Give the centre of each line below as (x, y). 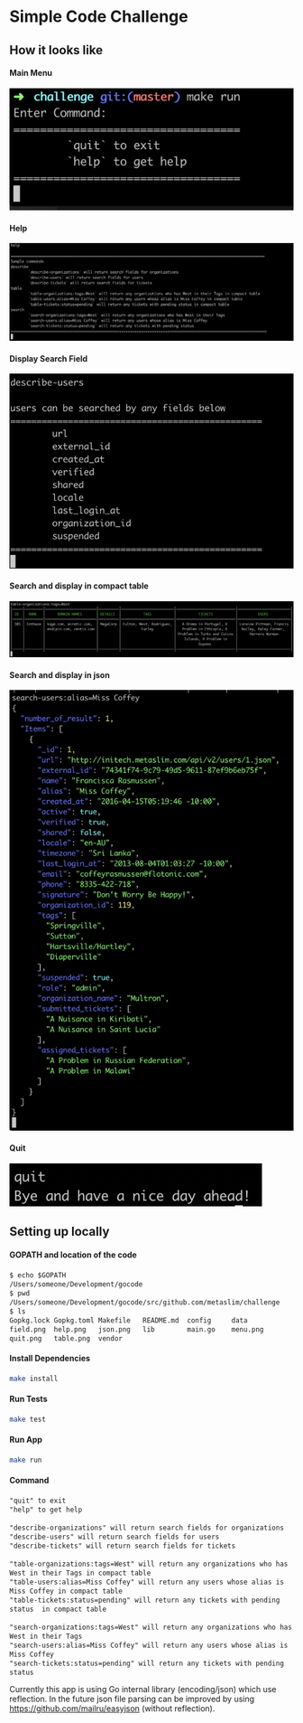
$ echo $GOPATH (38, 1275)
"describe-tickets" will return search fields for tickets (123, 1546)
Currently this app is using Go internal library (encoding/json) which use (143, 1689)
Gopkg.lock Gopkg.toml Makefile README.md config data (129, 1320)
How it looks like (56, 50)
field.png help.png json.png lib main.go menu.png (137, 1329)
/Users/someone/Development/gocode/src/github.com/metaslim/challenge (145, 1302)
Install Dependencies (50, 1359)
